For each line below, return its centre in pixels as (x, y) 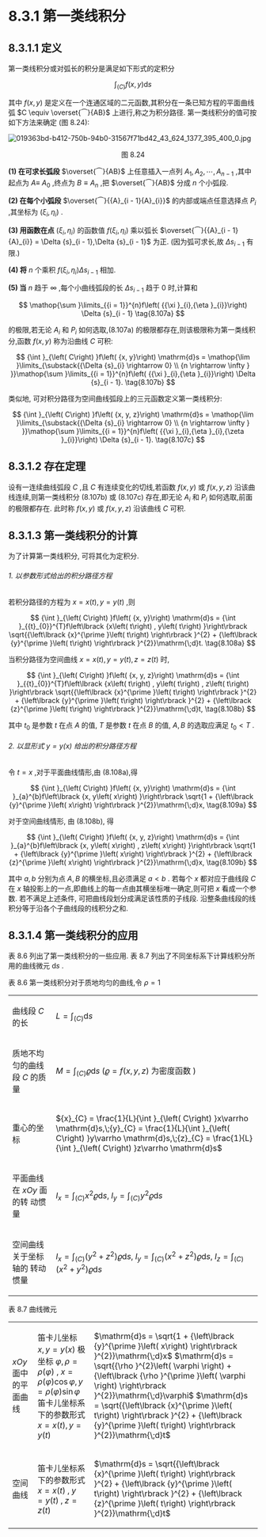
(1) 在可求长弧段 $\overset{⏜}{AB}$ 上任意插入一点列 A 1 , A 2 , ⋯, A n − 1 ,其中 (130, 172)
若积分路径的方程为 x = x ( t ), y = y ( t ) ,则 (72, 602)
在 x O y (25, 1190)
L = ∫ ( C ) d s (74, 1016)
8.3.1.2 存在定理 (47, 467)
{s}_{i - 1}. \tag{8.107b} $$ (133, 382)
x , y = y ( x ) (57, 1349)
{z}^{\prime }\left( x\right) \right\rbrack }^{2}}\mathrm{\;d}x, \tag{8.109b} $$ (133, 862)
